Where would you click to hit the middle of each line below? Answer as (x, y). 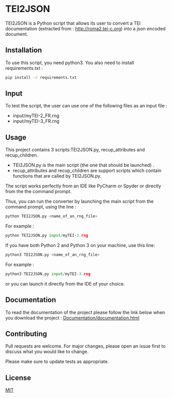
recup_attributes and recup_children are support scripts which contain (87, 170)
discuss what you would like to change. (47, 352)
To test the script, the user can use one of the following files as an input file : (86, 106)
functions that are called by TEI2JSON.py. (57, 176)
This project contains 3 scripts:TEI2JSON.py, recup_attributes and (75, 150)
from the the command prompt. (39, 192)
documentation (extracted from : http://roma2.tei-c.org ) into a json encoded (85, 28)
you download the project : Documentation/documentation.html (72, 318)
